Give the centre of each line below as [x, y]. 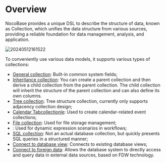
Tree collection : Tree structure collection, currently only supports [80, 101]
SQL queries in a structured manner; [50, 139]
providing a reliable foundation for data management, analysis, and [75, 34]
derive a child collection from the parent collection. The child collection [86, 85]
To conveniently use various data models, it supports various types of [78, 59]
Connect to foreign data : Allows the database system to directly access [87, 149]
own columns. [27, 96]
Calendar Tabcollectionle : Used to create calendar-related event [79, 112]
